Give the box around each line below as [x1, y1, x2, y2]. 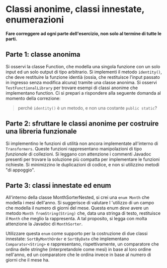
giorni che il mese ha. [5, 257, 50, 263]
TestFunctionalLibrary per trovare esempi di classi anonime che [5, 85, 138, 91]
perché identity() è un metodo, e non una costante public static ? [17, 105, 157, 111]
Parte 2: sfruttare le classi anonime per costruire [5, 120, 159, 128]
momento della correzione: [5, 95, 61, 101]
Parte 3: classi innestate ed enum [5, 181, 111, 190]
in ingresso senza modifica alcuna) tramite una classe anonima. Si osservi [5, 79, 157, 85]
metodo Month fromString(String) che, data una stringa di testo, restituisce [5, 210, 161, 216]
